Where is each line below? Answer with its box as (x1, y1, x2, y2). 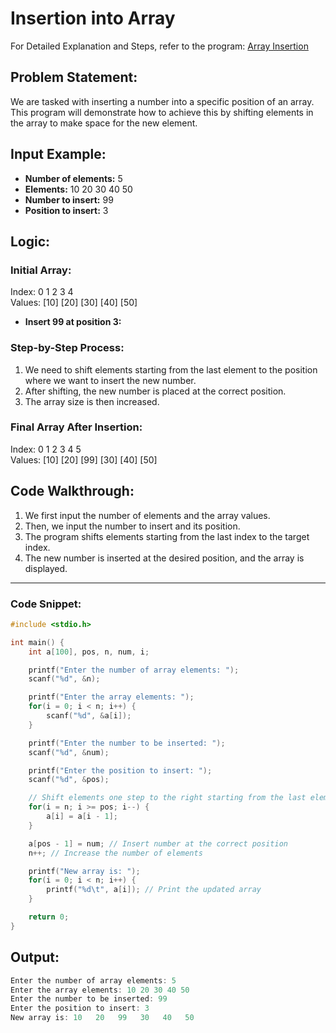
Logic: (10, 233, 51, 250)
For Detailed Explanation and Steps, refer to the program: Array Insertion (10, 40, 309, 52)
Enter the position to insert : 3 (10, 1003, 150, 1014)
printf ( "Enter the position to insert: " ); (28, 765, 213, 776)
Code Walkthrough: (10, 483, 135, 500)
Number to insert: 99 (24, 193, 114, 206)
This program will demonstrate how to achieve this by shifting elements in (10, 106, 314, 118)
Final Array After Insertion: (10, 420, 143, 434)
